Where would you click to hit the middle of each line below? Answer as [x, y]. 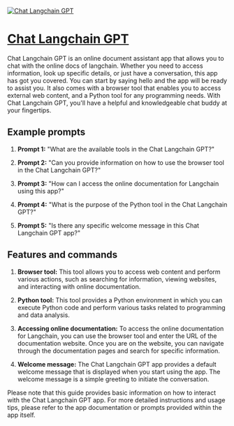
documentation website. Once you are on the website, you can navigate [120, 343]
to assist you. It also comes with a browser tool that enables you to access [114, 88]
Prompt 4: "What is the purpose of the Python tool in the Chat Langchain [122, 204]
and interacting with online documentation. [79, 286]
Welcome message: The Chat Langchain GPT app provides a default [117, 364]
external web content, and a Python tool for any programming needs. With [114, 95]
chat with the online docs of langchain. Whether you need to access [105, 66]
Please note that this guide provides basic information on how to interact [112, 392]
